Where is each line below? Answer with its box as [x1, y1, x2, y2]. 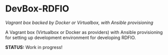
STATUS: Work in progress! [5, 44, 63, 50]
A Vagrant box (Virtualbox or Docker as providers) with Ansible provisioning [5, 29, 163, 35]
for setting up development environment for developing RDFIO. [5, 34, 136, 40]
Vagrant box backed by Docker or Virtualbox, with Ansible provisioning [5, 19, 153, 25]
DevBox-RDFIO [5, 3, 69, 14]
